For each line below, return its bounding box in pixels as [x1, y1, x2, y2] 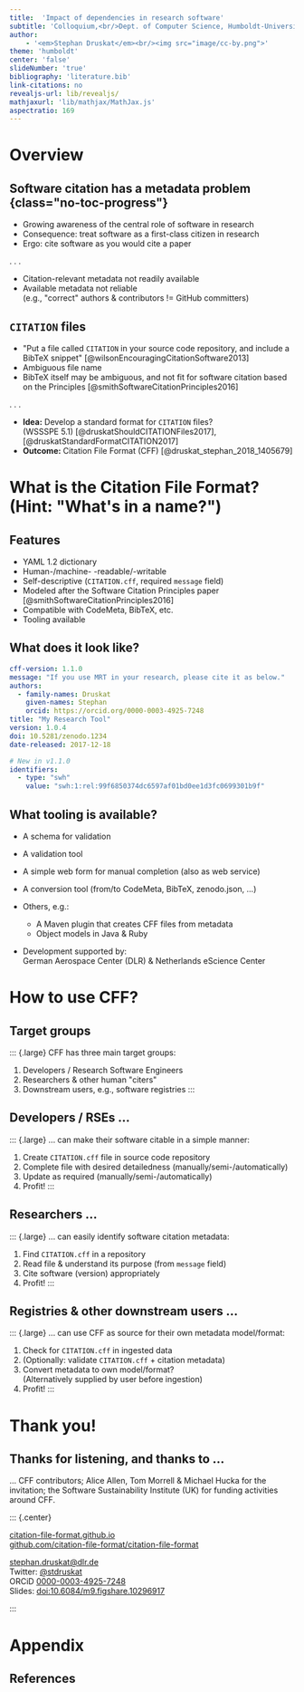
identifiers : [9, 764, 59, 774]
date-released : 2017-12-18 [9, 740, 111, 749]
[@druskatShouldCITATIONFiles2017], [75, 427, 217, 437]
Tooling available [22, 614, 86, 625]
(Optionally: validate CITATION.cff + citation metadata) [22, 1355, 226, 1366]
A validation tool [22, 848, 83, 859]
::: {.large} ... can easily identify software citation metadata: [9, 1231, 230, 1242]
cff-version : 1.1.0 [9, 664, 83, 673]
